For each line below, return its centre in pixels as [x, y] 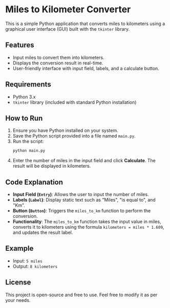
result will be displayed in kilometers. [52, 166]
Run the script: [28, 141]
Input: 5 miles [27, 261]
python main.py [29, 151]
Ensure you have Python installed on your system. [66, 130]
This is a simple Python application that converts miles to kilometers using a [85, 24]
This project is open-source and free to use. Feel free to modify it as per [81, 295]
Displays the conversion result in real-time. [58, 63]
